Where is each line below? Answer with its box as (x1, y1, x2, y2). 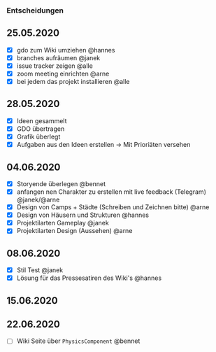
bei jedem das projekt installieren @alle (16, 77, 130, 85)
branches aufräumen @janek (16, 53, 101, 62)
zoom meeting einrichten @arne (16, 69, 110, 78)
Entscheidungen (6, 6, 64, 15)
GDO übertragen (16, 125, 65, 133)
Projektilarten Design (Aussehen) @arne (16, 227, 133, 235)
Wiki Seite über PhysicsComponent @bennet (16, 337, 141, 345)
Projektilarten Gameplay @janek (16, 219, 109, 227)
